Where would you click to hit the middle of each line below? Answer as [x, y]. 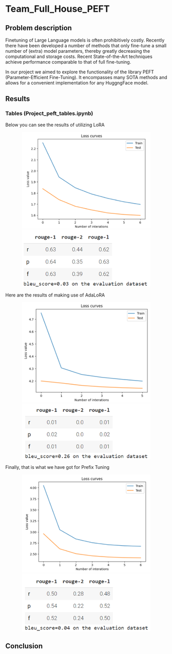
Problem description [39, 28]
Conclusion [24, 646]
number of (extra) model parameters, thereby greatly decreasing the [78, 51]
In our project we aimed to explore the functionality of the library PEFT [80, 72]
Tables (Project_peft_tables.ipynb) [49, 113]
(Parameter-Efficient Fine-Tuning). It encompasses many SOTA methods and [86, 77]
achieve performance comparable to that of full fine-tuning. [68, 62]
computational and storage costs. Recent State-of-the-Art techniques [79, 56]
